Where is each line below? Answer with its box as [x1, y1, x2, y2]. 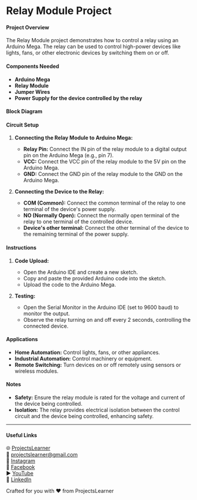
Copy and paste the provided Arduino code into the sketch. [23, 274, 167, 282]
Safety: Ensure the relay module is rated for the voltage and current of [14, 394, 185, 401]
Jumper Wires [14, 88, 50, 95]
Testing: [14, 292, 36, 300]
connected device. [23, 322, 69, 329]
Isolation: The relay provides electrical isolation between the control [14, 406, 180, 413]
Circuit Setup [6, 121, 39, 128]
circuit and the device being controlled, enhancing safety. [14, 413, 154, 420]
